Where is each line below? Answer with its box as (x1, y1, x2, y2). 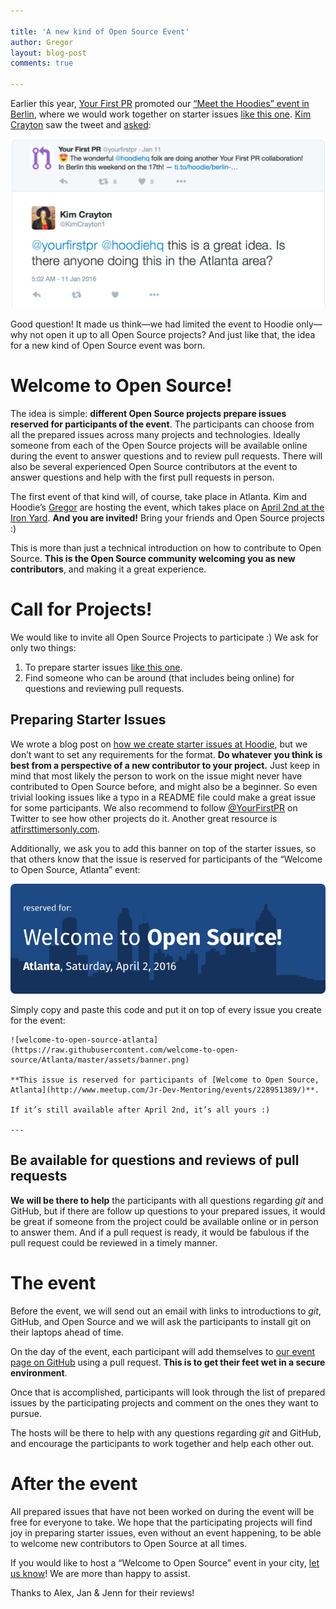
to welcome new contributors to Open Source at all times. (10, 1537, 248, 1549)
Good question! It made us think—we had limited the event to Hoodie (10, 318, 294, 330)
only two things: (10, 642, 77, 654)
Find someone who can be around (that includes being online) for (24, 672, 295, 684)
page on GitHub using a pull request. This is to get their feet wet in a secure (10, 1356, 326, 1368)
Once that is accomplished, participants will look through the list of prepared (10, 1386, 326, 1398)
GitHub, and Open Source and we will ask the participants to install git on (10, 1315, 312, 1327)
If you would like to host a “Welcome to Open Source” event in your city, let (10, 1556, 320, 1569)
